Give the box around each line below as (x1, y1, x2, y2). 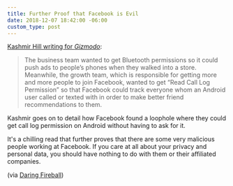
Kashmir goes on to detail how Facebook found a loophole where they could (7, 114, 227, 122)
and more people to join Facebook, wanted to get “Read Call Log (24, 78, 211, 87)
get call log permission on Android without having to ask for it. (7, 122, 186, 130)
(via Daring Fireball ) (7, 171, 64, 179)
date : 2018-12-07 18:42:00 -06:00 (7, 17, 108, 24)
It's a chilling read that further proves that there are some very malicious (7, 135, 215, 143)
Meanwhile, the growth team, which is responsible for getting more (24, 71, 218, 79)
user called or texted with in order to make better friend (24, 93, 184, 101)
